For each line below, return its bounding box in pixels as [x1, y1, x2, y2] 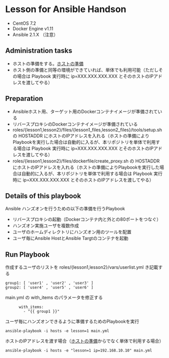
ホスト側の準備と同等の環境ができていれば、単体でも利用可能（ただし [12, 67, 159, 73]
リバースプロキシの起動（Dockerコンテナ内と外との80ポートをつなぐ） [12, 216, 161, 222]
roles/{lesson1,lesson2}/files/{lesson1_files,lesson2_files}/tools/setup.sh [12, 127, 162, 133]
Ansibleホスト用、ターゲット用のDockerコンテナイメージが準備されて [12, 108, 158, 114]
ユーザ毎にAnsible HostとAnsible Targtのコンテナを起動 [12, 235, 129, 242]
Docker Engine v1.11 [12, 25, 53, 31]
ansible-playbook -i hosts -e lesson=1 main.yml [5, 329, 109, 334]
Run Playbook [5, 250, 49, 259]
